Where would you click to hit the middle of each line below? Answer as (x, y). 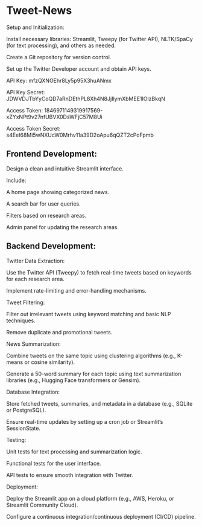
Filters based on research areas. (46, 215)
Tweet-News (39, 11)
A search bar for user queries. (43, 204)
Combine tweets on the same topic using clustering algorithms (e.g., (91, 356)
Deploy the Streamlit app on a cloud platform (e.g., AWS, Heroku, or (90, 498)
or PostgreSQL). (26, 410)
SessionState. (24, 428)
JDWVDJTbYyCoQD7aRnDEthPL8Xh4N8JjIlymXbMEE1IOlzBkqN (86, 99)
